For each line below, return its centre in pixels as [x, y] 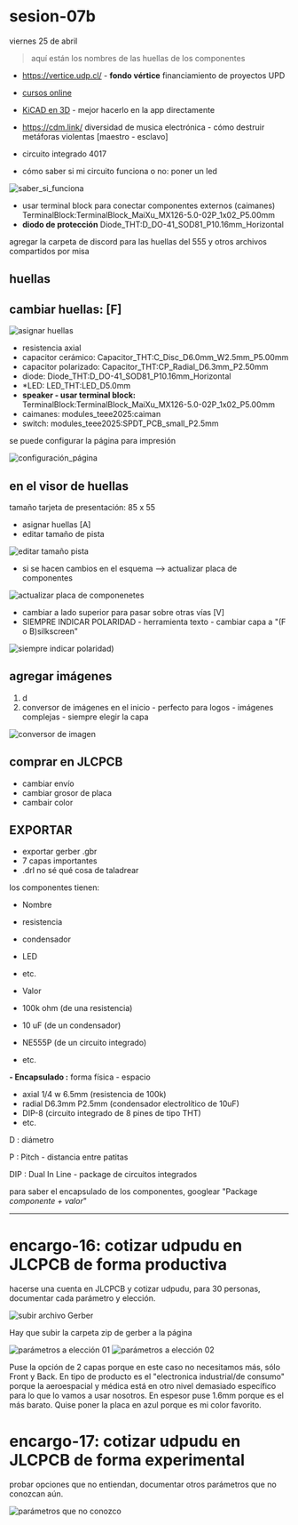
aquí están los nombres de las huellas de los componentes [138, 58]
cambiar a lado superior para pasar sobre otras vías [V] [123, 612]
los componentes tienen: [55, 887]
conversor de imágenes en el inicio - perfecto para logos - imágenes [148, 707]
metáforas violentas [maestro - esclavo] [95, 136]
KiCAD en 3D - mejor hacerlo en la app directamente [118, 109]
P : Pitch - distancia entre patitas [69, 1157]
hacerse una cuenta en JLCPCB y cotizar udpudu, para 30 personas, [135, 1289]
